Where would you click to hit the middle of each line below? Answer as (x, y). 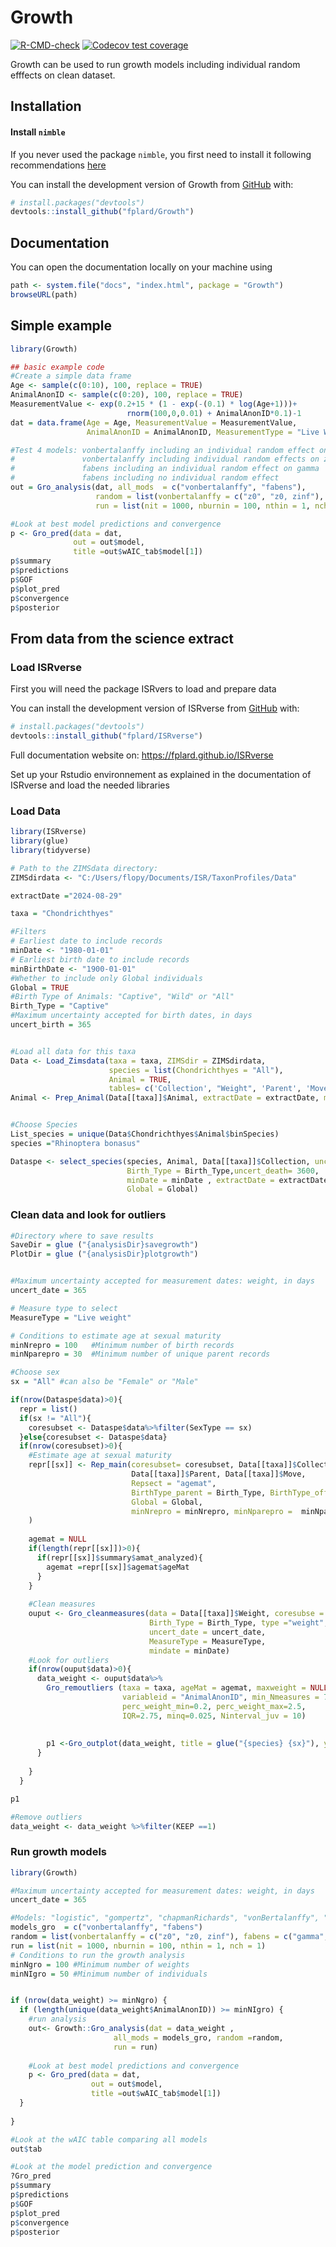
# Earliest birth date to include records (100, 959)
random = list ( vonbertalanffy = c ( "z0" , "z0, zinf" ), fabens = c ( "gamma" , (169, 1937)
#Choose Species (44, 1125)
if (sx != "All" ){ (55, 1418)
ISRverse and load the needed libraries (90, 785)
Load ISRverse (46, 667)
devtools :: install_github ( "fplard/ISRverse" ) (106, 736)
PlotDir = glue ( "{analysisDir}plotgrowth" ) (104, 1254)
